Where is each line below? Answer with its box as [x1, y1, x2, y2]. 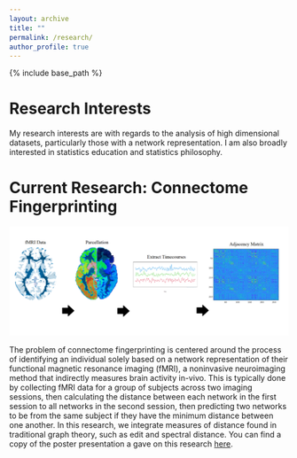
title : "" [9, 23, 46, 33]
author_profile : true [9, 43, 90, 51]
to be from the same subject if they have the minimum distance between [9, 410, 274, 421]
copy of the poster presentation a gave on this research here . [9, 439, 233, 449]
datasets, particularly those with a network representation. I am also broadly [9, 137, 288, 148]
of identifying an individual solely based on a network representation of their [9, 354, 288, 365]
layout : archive [9, 14, 69, 23]
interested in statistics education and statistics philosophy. [9, 147, 223, 158]
